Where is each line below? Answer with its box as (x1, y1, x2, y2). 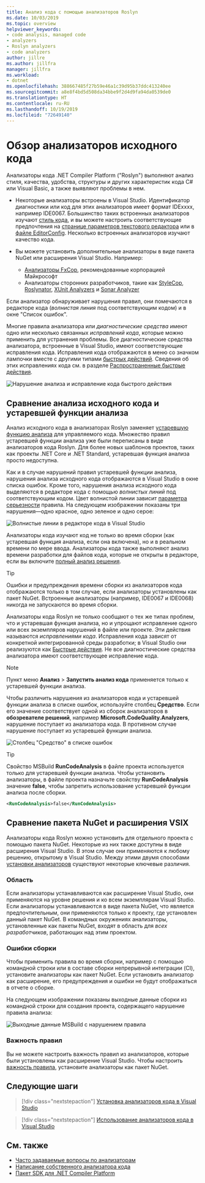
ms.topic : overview (6, 20, 56, 26)
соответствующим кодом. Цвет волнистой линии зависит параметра (6, 495, 188, 502)
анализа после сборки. (6, 789, 67, 796)
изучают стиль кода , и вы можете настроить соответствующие (15, 216, 182, 224)
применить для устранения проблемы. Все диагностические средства (6, 336, 193, 343)
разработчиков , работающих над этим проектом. (6, 929, 137, 936)
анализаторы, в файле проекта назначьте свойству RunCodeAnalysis (6, 776, 188, 784)
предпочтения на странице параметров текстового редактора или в (15, 222, 195, 230)
